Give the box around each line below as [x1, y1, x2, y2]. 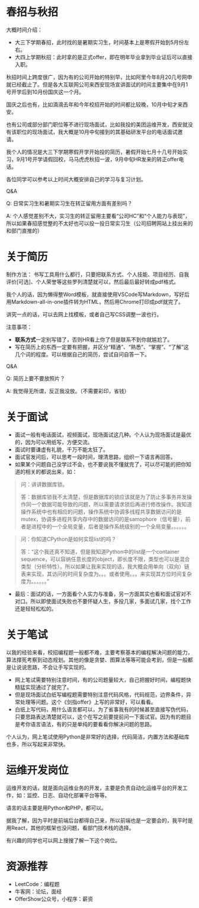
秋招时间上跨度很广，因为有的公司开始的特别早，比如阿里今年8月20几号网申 [6, 73, 192, 81]
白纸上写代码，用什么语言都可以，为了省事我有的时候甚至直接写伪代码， [14, 705, 191, 713]
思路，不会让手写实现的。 [26, 663, 89, 670]
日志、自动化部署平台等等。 [42, 791, 110, 798]
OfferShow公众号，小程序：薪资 [14, 895, 94, 902]
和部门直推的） [6, 227, 43, 234]
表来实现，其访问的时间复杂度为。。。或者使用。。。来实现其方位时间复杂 [20, 570, 192, 577]
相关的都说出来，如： [25, 468, 78, 475]
